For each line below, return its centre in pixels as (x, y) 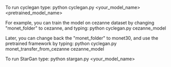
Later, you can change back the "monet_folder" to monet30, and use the (82, 38)
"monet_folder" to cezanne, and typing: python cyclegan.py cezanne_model (86, 28)
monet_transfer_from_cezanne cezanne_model (55, 49)
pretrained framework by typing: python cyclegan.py (61, 43)
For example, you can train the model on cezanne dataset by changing (80, 23)
